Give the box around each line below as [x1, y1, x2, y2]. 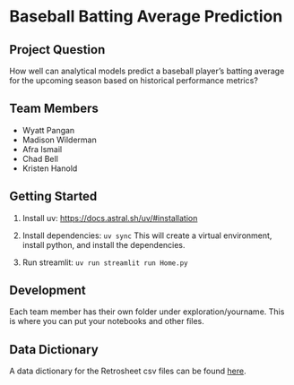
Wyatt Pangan [22, 124, 75, 135]
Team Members [9, 101, 99, 116]
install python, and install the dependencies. [22, 239, 186, 250]
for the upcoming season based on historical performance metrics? [9, 75, 258, 86]
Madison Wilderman [22, 134, 97, 145]
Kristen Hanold [22, 163, 78, 174]
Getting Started [9, 189, 98, 204]
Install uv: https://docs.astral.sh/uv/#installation [22, 212, 198, 223]
